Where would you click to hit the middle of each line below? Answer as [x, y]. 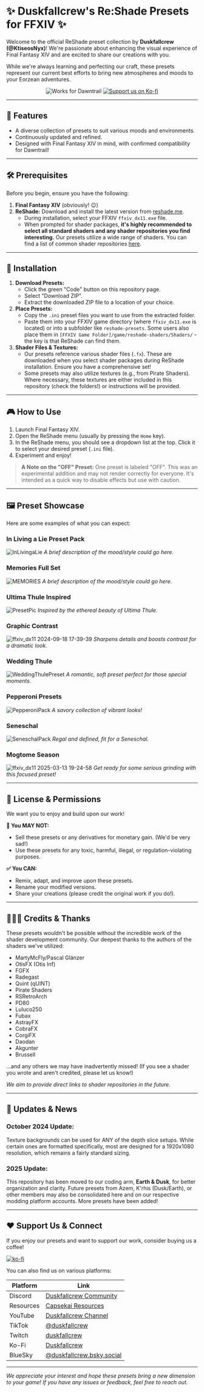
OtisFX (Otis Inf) [35, 964]
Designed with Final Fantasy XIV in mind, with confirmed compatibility [102, 143]
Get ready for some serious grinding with [144, 768]
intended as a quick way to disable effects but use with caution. [101, 480]
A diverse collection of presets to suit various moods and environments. [105, 130]
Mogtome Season [33, 755]
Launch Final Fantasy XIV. [47, 430]
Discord [21, 1295]
